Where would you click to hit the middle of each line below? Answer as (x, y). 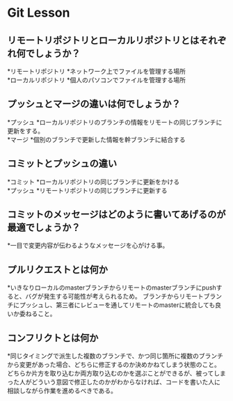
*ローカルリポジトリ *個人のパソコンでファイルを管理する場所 (96, 80)
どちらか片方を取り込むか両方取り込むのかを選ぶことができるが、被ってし (114, 373)
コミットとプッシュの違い (62, 164)
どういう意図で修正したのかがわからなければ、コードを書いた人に (126, 382)
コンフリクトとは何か (53, 338)
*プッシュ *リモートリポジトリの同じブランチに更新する (87, 190)
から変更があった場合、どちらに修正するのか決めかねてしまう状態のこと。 (114, 365)
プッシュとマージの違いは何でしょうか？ (94, 104)
